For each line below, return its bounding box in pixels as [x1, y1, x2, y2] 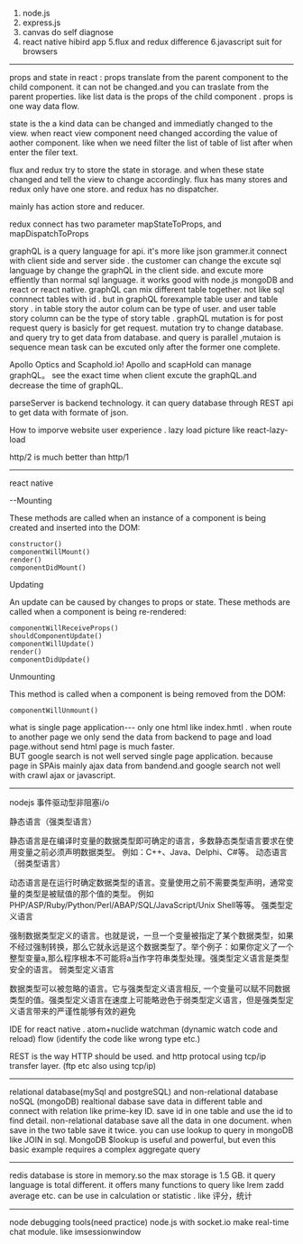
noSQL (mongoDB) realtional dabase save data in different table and [9, 1096, 263, 1107]
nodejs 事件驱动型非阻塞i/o [9, 797, 110, 807]
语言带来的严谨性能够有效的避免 [16, 1006, 136, 1017]
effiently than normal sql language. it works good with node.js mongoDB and [9, 274, 294, 285]
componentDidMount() [9, 563, 87, 572]
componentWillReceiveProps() [9, 624, 119, 633]
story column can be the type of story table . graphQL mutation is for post [9, 313, 284, 323]
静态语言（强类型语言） [9, 816, 96, 827]
